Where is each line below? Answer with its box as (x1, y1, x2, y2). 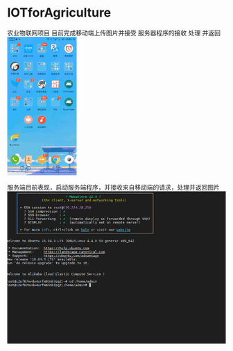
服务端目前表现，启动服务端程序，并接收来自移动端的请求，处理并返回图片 (7, 183, 220, 191)
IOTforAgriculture (7, 5, 112, 21)
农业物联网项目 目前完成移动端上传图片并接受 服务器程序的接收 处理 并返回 (7, 28, 221, 37)
